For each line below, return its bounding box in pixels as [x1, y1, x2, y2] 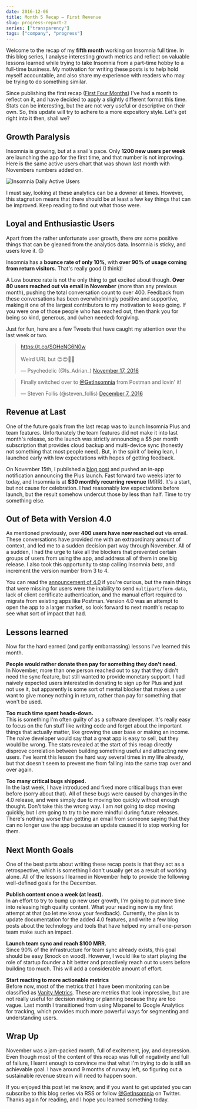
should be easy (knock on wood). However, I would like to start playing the [6, 953, 187, 960]
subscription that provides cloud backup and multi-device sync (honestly [6, 441, 183, 449]
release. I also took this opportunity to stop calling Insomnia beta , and [6, 561, 175, 568]
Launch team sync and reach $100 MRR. [6, 940, 107, 947]
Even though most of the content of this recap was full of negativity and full [6, 1053, 189, 1060]
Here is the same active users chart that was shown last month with [6, 160, 171, 167]
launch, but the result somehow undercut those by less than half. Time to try [6, 491, 191, 498]
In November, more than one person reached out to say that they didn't [6, 667, 178, 674]
